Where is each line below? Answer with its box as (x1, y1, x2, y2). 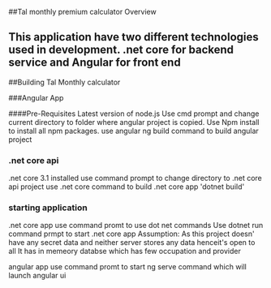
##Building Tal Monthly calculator (8, 77, 121, 87)
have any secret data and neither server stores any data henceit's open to (8, 238, 256, 247)
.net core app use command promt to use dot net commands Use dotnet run (8, 221, 264, 230)
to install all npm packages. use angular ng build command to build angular (8, 126, 260, 135)
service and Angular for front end (8, 56, 181, 70)
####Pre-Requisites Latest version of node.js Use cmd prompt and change (8, 109, 260, 118)
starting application (8, 202, 88, 213)
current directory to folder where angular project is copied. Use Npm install (8, 117, 260, 127)
